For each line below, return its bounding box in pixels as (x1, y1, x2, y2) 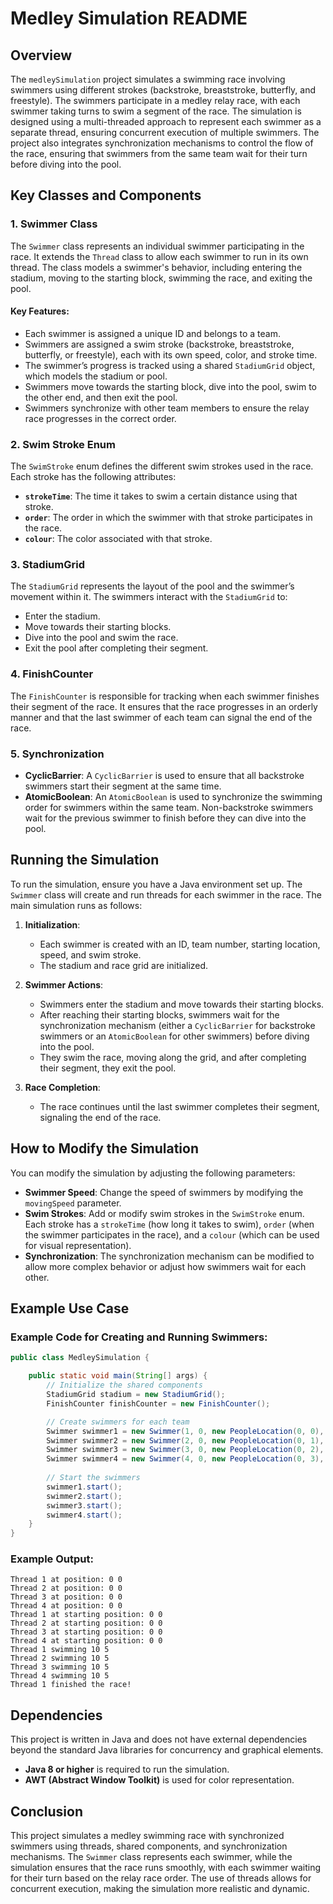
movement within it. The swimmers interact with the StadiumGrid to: (10, 591, 288, 603)
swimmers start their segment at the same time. (24, 780, 222, 792)
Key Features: (10, 305, 70, 317)
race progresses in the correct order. (24, 412, 177, 424)
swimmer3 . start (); (46, 1500, 123, 1511)
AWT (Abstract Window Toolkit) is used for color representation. (24, 1774, 295, 1786)
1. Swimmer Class (10, 217, 98, 231)
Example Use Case (10, 1300, 130, 1317)
